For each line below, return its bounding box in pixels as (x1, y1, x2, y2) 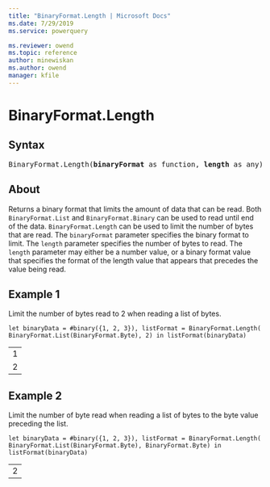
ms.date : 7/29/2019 (8, 19, 74, 27)
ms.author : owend (8, 64, 67, 73)
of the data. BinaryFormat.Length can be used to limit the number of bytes (8, 221, 254, 231)
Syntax (8, 138, 45, 152)
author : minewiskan (8, 57, 74, 65)
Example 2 (8, 388, 62, 402)
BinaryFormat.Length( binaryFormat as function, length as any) (8, 159, 264, 169)
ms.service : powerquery (8, 27, 89, 35)
